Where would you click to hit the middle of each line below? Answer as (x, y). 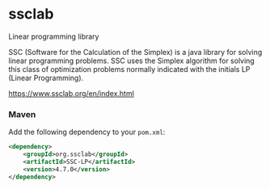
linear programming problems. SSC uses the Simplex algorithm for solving (131, 61)
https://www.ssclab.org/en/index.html (72, 93)
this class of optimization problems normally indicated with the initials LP (129, 69)
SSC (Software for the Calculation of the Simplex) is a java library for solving (135, 52)
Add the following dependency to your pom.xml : (87, 132)
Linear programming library (54, 36)
